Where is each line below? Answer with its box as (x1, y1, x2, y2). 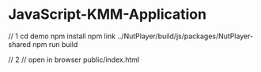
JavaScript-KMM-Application (8, 5, 207, 23)
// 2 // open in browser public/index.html (8, 55, 140, 64)
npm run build (32, 39, 78, 49)
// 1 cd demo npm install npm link (8, 31, 116, 41)
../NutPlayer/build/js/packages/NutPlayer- (117, 31, 254, 41)
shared (8, 39, 32, 49)
